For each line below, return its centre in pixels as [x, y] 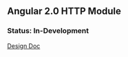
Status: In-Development [48, 31]
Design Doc [24, 46]
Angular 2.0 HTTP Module [64, 11]
